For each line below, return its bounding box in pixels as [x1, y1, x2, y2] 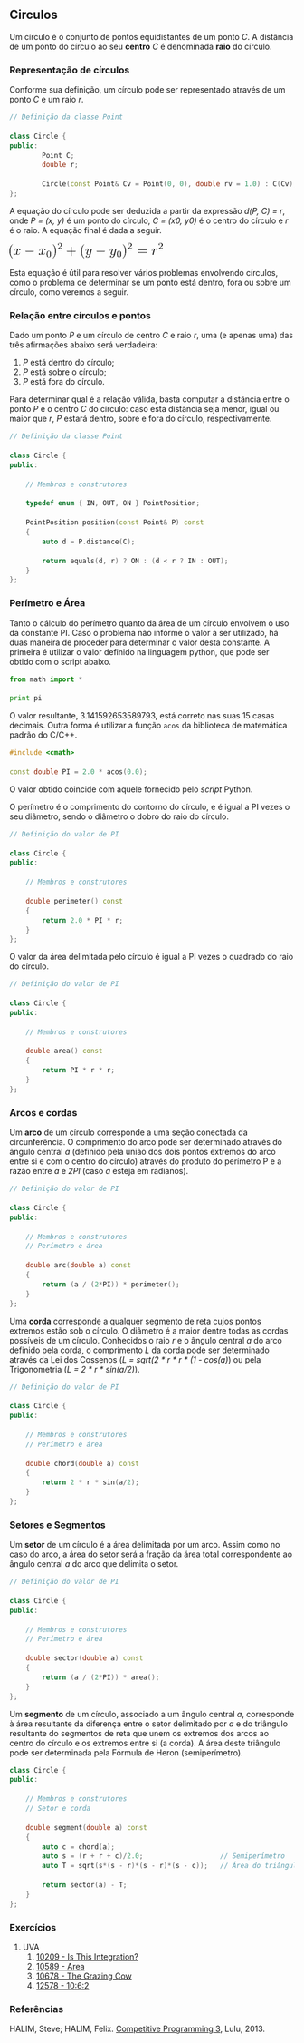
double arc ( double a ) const [25, 1261, 131, 1270]
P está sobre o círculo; [22, 367, 107, 377]
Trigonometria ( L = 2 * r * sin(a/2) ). [9, 1364, 140, 1374]
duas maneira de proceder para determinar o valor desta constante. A [9, 637, 270, 648]
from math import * [9, 675, 83, 684]
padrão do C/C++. [9, 729, 78, 740]
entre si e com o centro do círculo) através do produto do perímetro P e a [9, 1156, 282, 1167]
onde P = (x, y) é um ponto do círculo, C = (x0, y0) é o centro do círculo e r [9, 215, 289, 226]
